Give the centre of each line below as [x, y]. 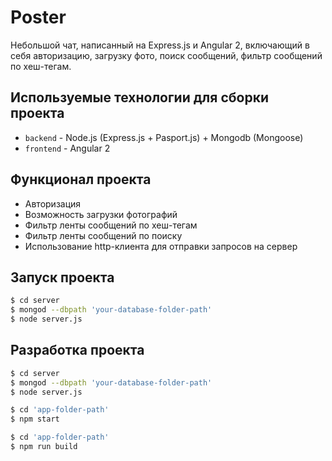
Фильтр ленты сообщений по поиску [103, 235]
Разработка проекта [77, 350]
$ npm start [35, 419]
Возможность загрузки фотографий [101, 214]
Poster [38, 17]
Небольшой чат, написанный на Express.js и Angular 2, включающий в [160, 45]
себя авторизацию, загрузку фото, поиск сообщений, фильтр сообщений [166, 55]
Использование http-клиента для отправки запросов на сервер [161, 246]
